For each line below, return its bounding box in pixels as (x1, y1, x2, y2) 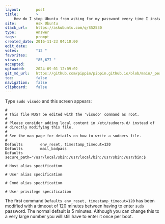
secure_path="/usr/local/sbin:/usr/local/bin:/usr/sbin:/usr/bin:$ (5, 155, 146, 160)
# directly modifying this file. (5, 124, 74, 130)
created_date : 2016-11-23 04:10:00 (5, 39, 78, 44)
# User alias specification (5, 172, 63, 177)
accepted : (5, 62, 26, 67)
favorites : (5, 52, 27, 58)
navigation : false (5, 80, 48, 85)
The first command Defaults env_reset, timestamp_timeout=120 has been (5, 198, 155, 203)
